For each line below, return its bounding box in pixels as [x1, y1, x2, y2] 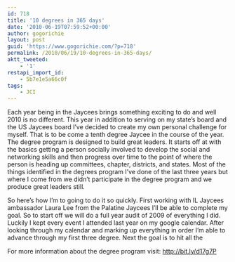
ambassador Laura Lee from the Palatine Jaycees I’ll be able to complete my [7, 204, 228, 212]
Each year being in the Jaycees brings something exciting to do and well [7, 108, 217, 117]
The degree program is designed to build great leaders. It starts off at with [7, 138, 222, 146]
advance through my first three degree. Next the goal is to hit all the [7, 233, 203, 242]
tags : [7, 82, 23, 89]
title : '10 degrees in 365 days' [7, 17, 105, 24]
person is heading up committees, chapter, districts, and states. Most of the [7, 160, 226, 169]
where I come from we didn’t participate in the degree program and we [7, 175, 213, 183]
